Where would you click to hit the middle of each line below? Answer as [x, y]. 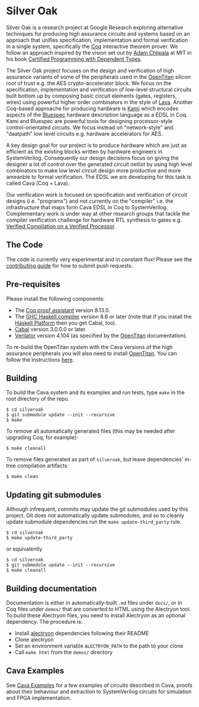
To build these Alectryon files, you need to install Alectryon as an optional [96, 615]
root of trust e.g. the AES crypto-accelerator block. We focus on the [89, 83]
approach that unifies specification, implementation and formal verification [97, 40]
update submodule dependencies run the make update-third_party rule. [94, 522]
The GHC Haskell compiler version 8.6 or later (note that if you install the [103, 316]
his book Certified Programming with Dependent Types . [74, 59]
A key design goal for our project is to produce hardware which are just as [97, 145]
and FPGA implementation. [39, 697]
